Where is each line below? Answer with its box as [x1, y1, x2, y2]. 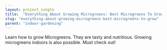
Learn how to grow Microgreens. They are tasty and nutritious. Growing [5, 34, 152, 40]
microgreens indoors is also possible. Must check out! [5, 40, 116, 46]
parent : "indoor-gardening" [5, 21, 64, 26]
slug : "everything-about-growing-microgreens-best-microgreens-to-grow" [5, 16, 159, 21]
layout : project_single [5, 7, 55, 12]
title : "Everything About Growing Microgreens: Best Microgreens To [5, 12, 153, 17]
